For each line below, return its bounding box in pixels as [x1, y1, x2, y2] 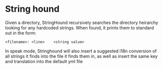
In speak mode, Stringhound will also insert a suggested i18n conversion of [5, 48, 157, 54]
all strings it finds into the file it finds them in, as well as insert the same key [5, 53, 158, 59]
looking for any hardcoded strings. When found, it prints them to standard [5, 24, 154, 30]
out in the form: [5, 30, 36, 36]
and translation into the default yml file [5, 58, 83, 64]
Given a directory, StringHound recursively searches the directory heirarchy [5, 20, 159, 25]
